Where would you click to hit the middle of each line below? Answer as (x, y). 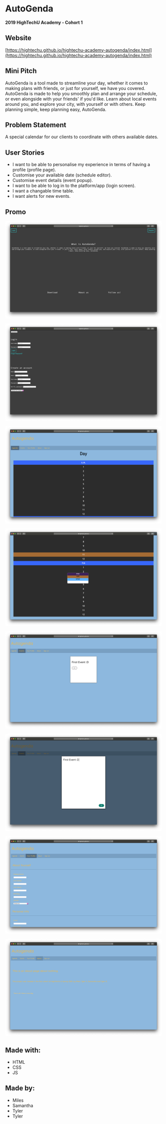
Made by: (20, 1088)
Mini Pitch (21, 71)
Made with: (23, 1050)
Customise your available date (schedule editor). (62, 175)
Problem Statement (36, 125)
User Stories (25, 152)
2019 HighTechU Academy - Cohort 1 (44, 22)
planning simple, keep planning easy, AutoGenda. (56, 109)
